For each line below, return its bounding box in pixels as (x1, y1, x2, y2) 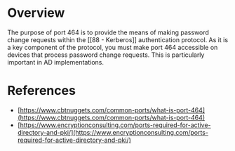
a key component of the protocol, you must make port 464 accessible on (7, 43, 218, 51)
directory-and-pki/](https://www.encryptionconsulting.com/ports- (17, 128, 209, 136)
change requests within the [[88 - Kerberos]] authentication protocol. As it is (7, 35, 229, 44)
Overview (7, 5, 65, 21)
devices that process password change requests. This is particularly (7, 51, 205, 59)
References (7, 83, 76, 99)
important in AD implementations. (7, 58, 104, 66)
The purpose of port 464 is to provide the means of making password (7, 28, 209, 37)
